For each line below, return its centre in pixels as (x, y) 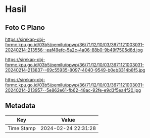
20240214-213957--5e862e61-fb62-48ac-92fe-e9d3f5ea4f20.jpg (73, 90)
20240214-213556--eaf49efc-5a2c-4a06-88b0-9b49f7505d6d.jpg (74, 50)
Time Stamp (22, 128)
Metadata (20, 106)
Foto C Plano (25, 28)
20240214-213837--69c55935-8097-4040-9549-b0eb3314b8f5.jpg (75, 70)
